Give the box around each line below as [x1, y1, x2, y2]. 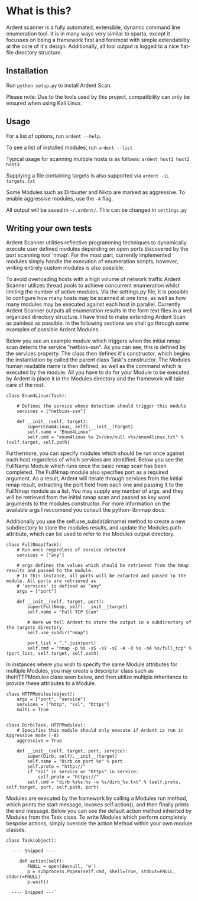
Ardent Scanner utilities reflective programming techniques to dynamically [6, 239, 187, 246]
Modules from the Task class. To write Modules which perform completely [6, 813, 187, 821]
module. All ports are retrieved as [6, 578, 96, 584]
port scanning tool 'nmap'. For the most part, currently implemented [6, 251, 171, 259]
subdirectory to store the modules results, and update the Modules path [6, 524, 181, 531]
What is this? [6, 4, 72, 18]
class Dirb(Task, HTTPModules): [6, 722, 86, 728]
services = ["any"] [17, 552, 65, 558]
